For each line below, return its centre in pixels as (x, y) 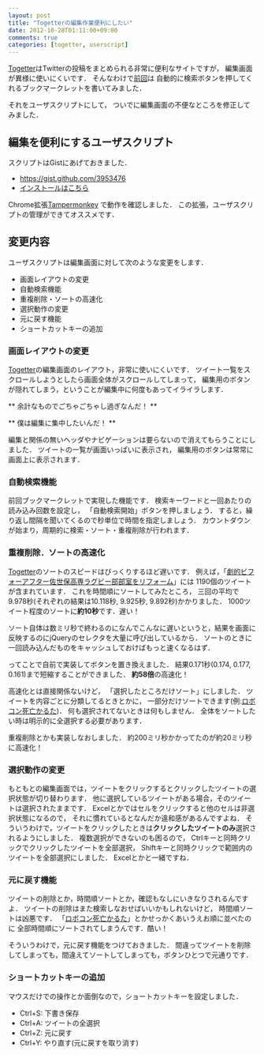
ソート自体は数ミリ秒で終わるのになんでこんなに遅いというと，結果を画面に (132, 627)
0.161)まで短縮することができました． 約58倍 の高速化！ (99, 674)
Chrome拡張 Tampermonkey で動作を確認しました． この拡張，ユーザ (121, 204)
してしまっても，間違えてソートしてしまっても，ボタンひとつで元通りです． (130, 955)
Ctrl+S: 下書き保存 (49, 1013)
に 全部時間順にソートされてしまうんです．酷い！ (88, 929)
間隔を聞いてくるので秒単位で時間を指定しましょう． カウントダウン (139, 520)
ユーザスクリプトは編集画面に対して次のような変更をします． (108, 262)
